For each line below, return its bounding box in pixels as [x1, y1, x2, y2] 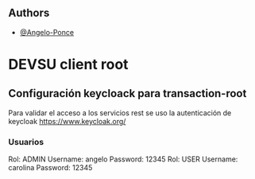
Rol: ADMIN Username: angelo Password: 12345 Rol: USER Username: [8, 154, 238, 164]
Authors [8, 6, 50, 20]
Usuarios [8, 136, 44, 147]
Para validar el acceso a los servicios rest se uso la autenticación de [8, 107, 232, 118]
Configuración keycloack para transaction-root [8, 87, 247, 100]
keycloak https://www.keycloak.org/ [8, 116, 126, 126]
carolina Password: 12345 [8, 163, 93, 173]
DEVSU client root [8, 56, 129, 73]
